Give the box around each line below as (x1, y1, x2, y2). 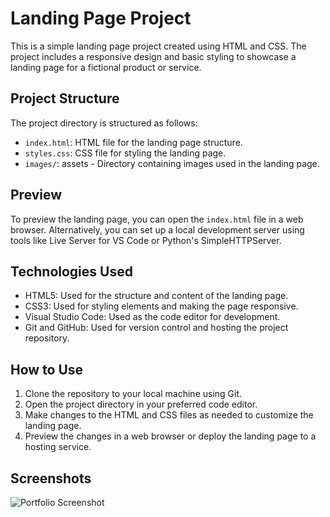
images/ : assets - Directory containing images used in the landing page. (24, 157, 320, 169)
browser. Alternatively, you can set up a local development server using (10, 223, 305, 236)
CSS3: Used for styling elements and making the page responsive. (24, 300, 299, 312)
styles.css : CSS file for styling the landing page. (24, 147, 227, 159)
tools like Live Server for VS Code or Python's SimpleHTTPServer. (10, 234, 282, 246)
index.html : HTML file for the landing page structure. (24, 136, 243, 148)
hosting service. (24, 441, 92, 453)
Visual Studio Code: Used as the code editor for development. (24, 311, 281, 323)
